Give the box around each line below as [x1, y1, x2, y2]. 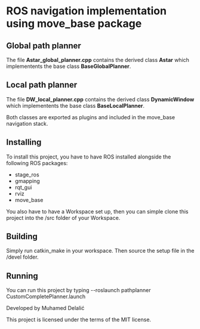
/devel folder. [6, 253, 39, 260]
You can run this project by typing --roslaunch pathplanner [6, 287, 151, 294]
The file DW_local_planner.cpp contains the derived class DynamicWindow [6, 95, 195, 103]
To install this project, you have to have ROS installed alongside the [6, 153, 171, 160]
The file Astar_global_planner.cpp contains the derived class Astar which [6, 57, 190, 63]
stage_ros [14, 171, 40, 178]
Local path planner [6, 80, 78, 90]
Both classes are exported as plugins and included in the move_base [6, 113, 175, 120]
